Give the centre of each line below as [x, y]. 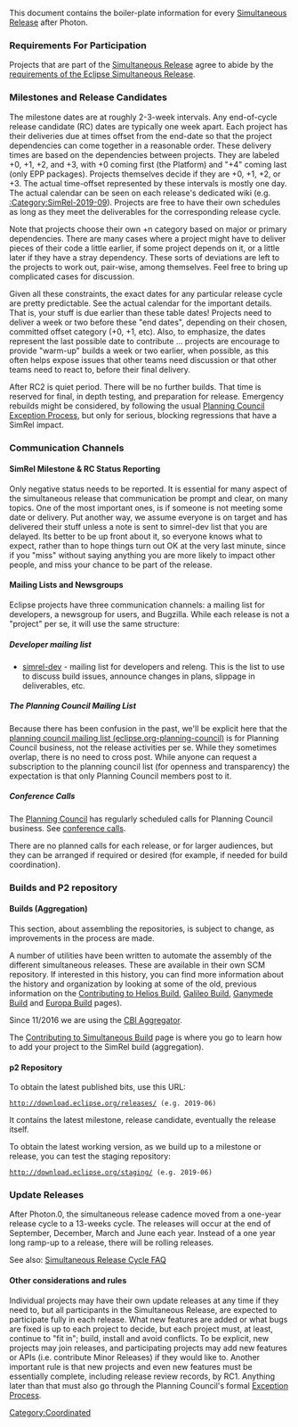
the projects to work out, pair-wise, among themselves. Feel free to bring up [149, 267]
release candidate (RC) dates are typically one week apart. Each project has [149, 126]
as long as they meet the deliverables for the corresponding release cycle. [145, 211]
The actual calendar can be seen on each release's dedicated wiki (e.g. [140, 193]
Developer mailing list [50, 644]
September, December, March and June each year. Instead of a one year [142, 1233]
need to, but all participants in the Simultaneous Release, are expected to [143, 1309]
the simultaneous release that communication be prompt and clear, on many [149, 498]
